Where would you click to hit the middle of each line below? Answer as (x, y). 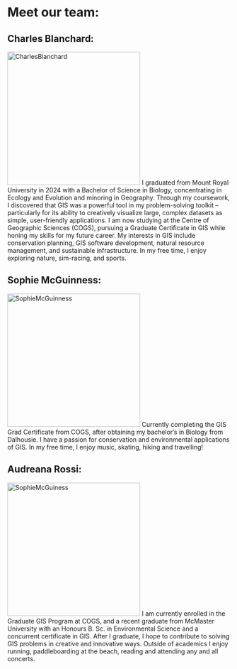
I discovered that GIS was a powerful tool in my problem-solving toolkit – (113, 205)
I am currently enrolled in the (183, 613)
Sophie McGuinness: (54, 280)
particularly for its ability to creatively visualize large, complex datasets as (115, 213)
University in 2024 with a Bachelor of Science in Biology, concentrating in (115, 190)
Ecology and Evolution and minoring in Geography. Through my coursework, (118, 197)
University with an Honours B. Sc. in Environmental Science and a (103, 629)
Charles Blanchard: (51, 39)
